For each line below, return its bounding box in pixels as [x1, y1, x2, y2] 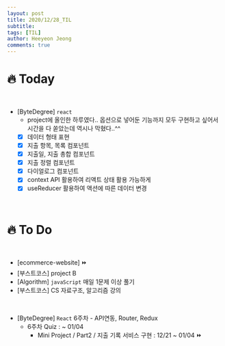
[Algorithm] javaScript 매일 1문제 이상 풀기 [16, 278, 135, 286]
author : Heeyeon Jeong [7, 36, 72, 42]
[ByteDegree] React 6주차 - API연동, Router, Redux [16, 314, 159, 322]
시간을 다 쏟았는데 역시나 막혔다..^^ [27, 124, 121, 132]
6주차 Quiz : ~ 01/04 [27, 323, 84, 331]
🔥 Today [7, 71, 55, 87]
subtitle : [7, 23, 36, 29]
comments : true [7, 42, 51, 49]
